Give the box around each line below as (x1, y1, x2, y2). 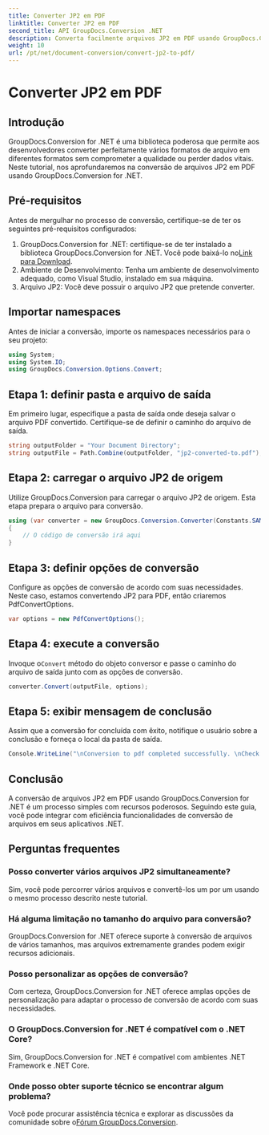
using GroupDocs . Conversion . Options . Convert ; (8, 366, 163, 374)
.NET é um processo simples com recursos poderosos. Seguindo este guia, (8, 802, 257, 811)
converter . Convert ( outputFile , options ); (8, 683, 149, 691)
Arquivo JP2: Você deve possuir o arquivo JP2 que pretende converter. (19, 282, 255, 291)
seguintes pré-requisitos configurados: (8, 224, 138, 233)
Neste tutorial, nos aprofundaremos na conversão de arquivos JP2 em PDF (8, 162, 255, 172)
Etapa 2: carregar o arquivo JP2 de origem (8, 471, 223, 485)
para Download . (19, 256, 73, 266)
